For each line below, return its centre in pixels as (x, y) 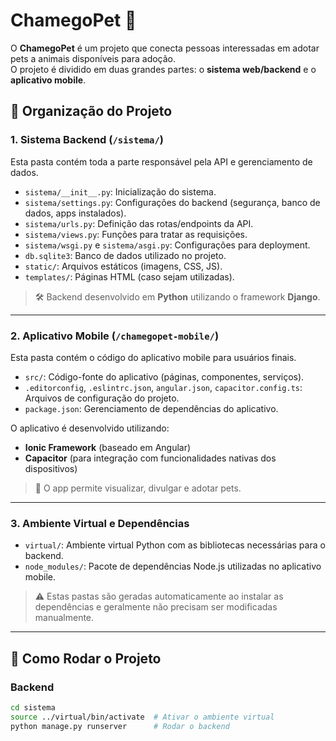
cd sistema (33, 707)
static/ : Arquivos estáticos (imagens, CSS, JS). (123, 266)
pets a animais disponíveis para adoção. (93, 58)
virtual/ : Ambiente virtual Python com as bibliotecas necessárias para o (175, 545)
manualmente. (64, 618)
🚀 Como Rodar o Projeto (86, 658)
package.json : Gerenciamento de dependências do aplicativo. (151, 408)
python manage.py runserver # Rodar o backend (120, 726)
